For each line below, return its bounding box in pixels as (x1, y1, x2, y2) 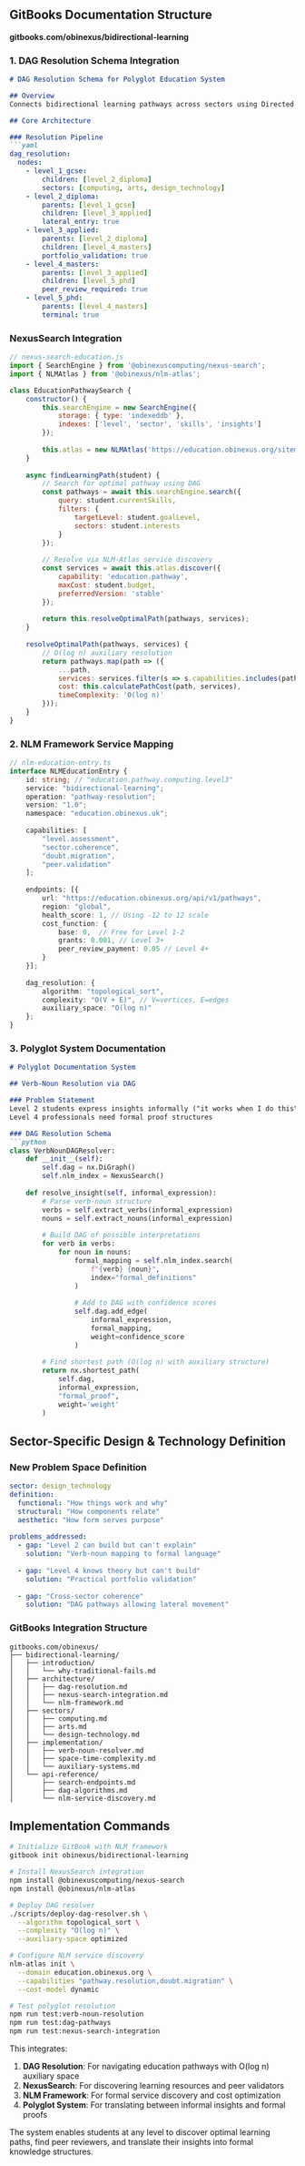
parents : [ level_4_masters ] (42, 302, 148, 311)
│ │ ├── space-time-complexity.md (9, 1754, 156, 1763)
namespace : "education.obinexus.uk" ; (25, 809, 169, 819)
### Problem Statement (9, 1096, 95, 1105)
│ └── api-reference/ (9, 1770, 100, 1779)
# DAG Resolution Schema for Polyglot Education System (9, 75, 225, 85)
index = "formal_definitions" (90, 1273, 197, 1282)
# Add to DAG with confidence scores (74, 1298, 218, 1307)
